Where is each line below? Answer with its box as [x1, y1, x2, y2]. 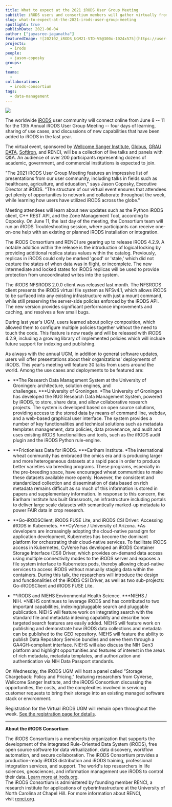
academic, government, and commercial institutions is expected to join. [5, 160, 156, 166]
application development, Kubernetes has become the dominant [12, 534, 148, 540]
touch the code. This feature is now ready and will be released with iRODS [5, 330, 162, 336]
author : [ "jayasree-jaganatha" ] [5, 31, 74, 36]
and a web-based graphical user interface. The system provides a [12, 415, 153, 421]
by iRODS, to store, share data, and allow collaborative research [12, 399, 147, 405]
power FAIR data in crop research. [12, 507, 84, 513]
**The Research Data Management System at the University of [12, 377, 147, 383]
